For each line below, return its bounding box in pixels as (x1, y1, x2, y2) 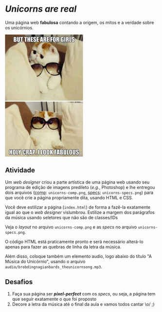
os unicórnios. (5, 24, 34, 30)
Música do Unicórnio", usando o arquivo (5, 258, 86, 264)
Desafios (5, 278, 33, 286)
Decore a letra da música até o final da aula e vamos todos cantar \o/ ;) (12, 301, 155, 307)
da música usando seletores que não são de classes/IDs (5, 214, 118, 220)
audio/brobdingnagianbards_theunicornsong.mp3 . (5, 264, 103, 270)
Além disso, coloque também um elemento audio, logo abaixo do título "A (5, 253, 152, 259)
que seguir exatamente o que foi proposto (12, 296, 96, 302)
